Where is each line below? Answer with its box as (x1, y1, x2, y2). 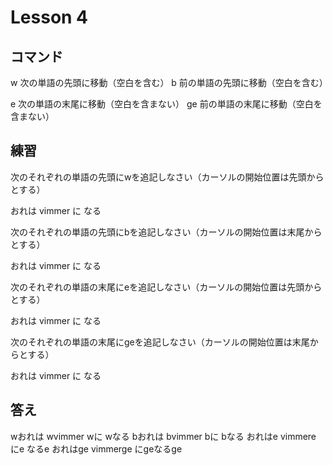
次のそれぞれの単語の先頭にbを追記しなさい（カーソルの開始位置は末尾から (10, 226, 323, 238)
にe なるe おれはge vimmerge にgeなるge (10, 442, 183, 455)
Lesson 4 (10, 6, 89, 29)
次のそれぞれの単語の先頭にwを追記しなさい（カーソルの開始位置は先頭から (10, 171, 325, 183)
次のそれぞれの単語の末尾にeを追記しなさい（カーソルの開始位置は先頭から (10, 281, 323, 293)
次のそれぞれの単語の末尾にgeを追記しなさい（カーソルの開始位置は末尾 (10, 336, 310, 348)
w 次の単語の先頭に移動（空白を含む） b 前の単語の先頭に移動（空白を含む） (10, 77, 328, 88)
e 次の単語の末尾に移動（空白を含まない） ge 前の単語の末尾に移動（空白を (10, 98, 323, 110)
